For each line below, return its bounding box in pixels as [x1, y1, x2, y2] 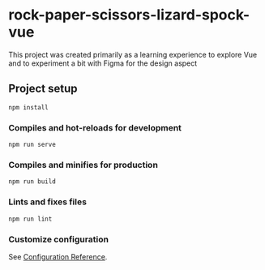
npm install [8, 103, 49, 111]
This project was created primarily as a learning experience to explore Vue [8, 49, 258, 59]
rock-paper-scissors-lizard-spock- [8, 6, 250, 24]
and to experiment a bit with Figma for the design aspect [8, 58, 198, 68]
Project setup [8, 82, 79, 96]
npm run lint [8, 215, 53, 223]
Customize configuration [8, 234, 109, 245]
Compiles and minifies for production [8, 159, 158, 170]
